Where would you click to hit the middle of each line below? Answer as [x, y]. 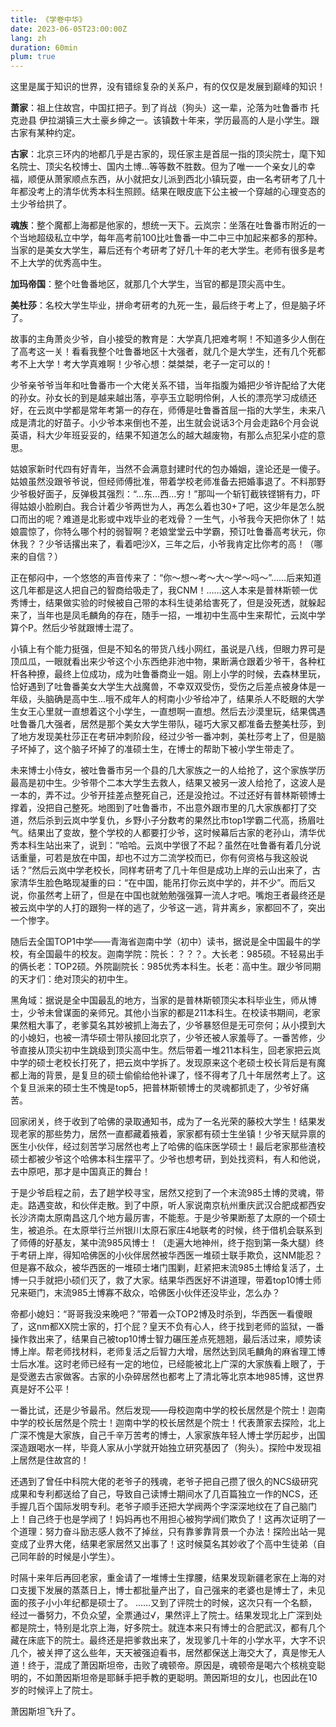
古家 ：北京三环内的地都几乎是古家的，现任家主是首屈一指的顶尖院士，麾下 [163, 154]
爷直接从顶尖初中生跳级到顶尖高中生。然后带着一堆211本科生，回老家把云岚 [165, 1050]
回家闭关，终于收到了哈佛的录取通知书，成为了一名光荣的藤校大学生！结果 [163, 1122]
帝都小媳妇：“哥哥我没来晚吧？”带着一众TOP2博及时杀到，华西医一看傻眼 [161, 1314]
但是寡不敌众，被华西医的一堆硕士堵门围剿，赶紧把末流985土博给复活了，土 [167, 1268]
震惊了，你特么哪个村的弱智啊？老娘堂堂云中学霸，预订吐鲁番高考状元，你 [172, 532]
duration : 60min [44, 47]
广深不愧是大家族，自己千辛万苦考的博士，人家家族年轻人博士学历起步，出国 [168, 1435]
